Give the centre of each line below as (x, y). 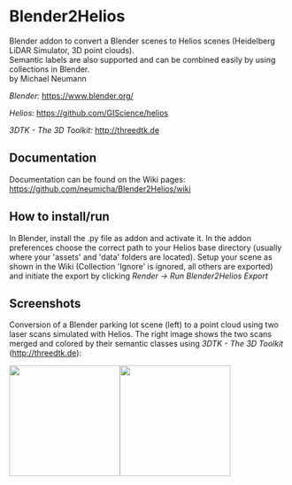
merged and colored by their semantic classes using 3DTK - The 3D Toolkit (146, 344)
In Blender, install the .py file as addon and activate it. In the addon (131, 238)
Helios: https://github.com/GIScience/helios (89, 113)
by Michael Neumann (48, 78)
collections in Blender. (50, 69)
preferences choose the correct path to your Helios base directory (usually (146, 247)
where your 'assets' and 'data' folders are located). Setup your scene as (141, 257)
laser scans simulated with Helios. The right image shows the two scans (141, 334)
